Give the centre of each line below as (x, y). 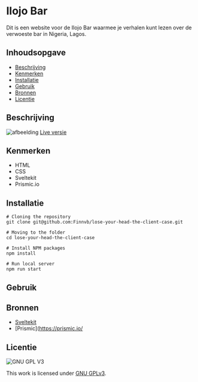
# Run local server (31, 264)
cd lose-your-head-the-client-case (51, 238)
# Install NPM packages (36, 248)
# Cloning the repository (38, 217)
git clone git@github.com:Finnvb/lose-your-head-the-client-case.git (95, 222)
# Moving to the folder (36, 233)
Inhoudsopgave (36, 53)
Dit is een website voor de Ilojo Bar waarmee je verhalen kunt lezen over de (99, 27)
